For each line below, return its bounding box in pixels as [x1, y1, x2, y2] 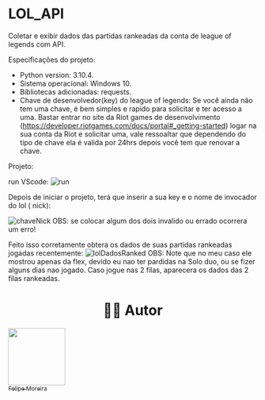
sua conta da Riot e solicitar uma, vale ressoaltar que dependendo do [19, 129, 247, 139]
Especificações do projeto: [8, 55, 96, 64]
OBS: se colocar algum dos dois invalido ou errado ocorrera [52, 216, 248, 225]
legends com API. [8, 39, 66, 48]
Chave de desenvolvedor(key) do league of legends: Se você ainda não [19, 95, 253, 105]
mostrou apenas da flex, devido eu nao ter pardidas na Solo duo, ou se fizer [8, 256, 256, 266]
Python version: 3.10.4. [19, 70, 94, 79]
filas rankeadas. [8, 273, 60, 283]
